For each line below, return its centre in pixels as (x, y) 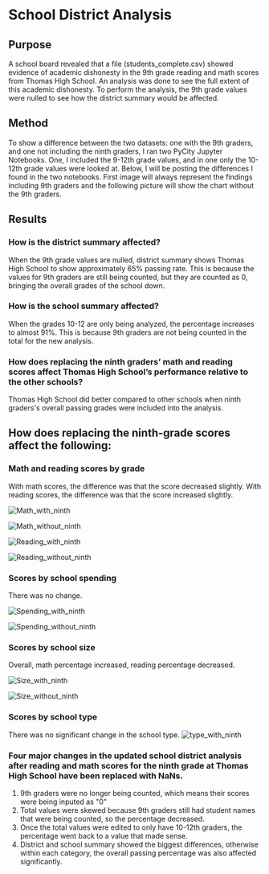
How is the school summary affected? (84, 306)
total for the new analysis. (51, 340)
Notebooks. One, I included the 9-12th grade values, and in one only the (127, 159)
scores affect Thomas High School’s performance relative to (128, 372)
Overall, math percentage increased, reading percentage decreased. (122, 665)
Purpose (30, 45)
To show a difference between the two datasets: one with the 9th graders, (131, 142)
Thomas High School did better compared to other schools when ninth (125, 399)
